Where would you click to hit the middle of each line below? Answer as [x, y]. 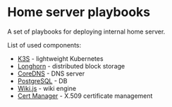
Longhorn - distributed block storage [71, 66]
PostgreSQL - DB [42, 80]
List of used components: [44, 45]
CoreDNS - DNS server [51, 73]
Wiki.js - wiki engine [47, 88]
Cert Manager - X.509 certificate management [85, 96]
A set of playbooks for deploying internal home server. [86, 31]
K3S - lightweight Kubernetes [60, 58]
